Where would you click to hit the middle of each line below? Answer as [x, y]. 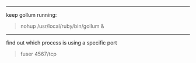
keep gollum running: [32, 15]
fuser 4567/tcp [38, 54]
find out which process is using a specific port [62, 43]
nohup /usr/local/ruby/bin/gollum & [62, 26]
